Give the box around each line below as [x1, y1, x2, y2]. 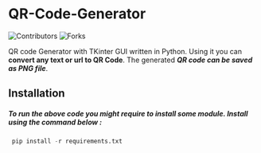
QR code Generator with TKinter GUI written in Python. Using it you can [8, 46, 243, 56]
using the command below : [8, 117, 102, 127]
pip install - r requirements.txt [11, 137, 123, 146]
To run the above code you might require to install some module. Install [8, 108, 248, 118]
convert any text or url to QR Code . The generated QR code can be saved [8, 55, 253, 65]
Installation [8, 87, 65, 100]
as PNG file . [8, 63, 49, 73]
